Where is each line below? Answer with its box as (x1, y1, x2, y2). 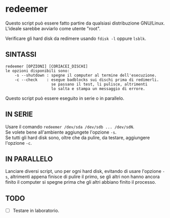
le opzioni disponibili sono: (5, 68, 70, 73)
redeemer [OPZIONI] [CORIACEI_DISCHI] (5, 63, 88, 69)
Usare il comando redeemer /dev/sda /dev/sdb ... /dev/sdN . (5, 123, 135, 129)
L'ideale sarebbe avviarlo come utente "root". (5, 25, 101, 31)
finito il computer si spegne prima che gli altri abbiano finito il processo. (5, 179, 156, 185)
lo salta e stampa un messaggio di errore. (51, 86, 145, 91)
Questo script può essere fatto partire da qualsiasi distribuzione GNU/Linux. (5, 20, 165, 26)
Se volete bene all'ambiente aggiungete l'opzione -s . (5, 129, 117, 135)
